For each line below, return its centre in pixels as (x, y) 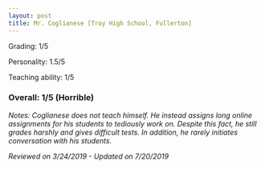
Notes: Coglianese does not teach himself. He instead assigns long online (130, 115)
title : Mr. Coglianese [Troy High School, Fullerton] (100, 23)
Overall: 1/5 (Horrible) (51, 98)
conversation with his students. (60, 140)
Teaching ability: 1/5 (41, 77)
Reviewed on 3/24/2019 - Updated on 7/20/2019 (89, 156)
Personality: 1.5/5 (37, 62)
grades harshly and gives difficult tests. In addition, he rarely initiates (123, 132)
